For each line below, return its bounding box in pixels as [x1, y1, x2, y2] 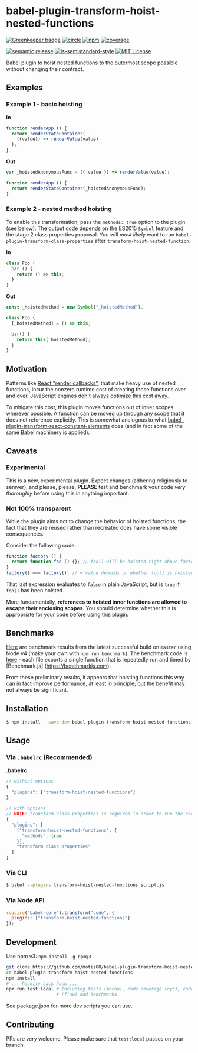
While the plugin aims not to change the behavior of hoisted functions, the [6, 518, 186, 525]
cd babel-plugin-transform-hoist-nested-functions [6, 970, 133, 976]
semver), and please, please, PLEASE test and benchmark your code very [6, 483, 186, 490]
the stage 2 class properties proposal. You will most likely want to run [6, 231, 175, 238]
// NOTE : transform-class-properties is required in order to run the [6, 811, 183, 817]
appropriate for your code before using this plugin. [6, 611, 129, 618]
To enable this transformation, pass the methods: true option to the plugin [6, 218, 186, 225]
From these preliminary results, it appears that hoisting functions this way [6, 674, 184, 681]
